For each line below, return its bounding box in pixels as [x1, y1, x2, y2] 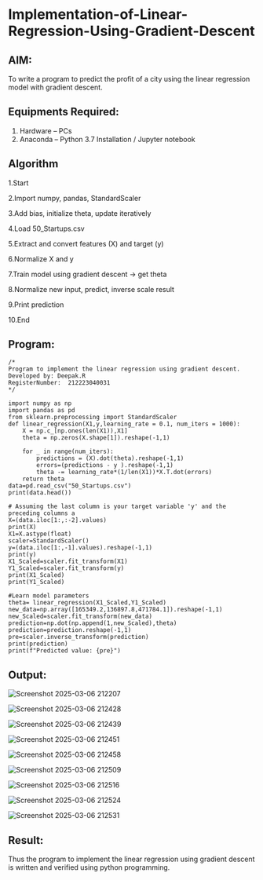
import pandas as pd [8, 407, 76, 414]
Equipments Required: [8, 105, 119, 119]
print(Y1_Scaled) [8, 579, 65, 586]
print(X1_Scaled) [8, 571, 65, 579]
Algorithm [8, 157, 59, 170]
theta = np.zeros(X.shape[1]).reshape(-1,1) [22, 434, 170, 442]
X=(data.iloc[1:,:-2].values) [8, 517, 108, 524]
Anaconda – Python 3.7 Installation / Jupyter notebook [19, 134, 195, 144]
